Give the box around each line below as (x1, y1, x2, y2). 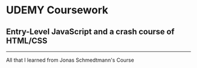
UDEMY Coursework (6, 3, 108, 17)
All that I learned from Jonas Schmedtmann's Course (6, 56, 134, 63)
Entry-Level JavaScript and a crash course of (6, 27, 175, 37)
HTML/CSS (6, 35, 48, 45)
